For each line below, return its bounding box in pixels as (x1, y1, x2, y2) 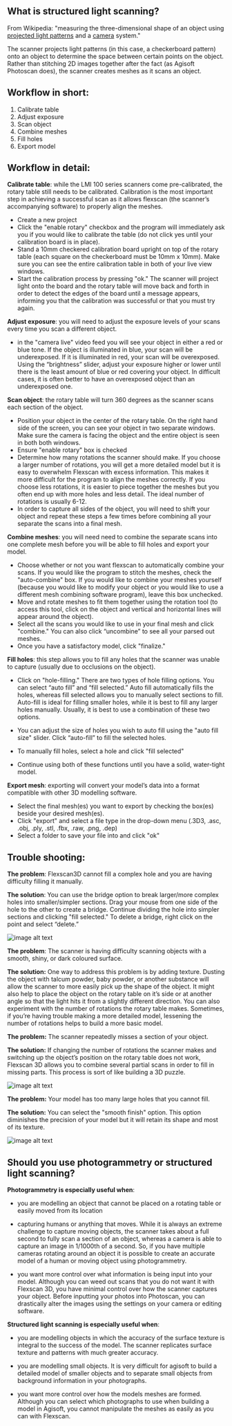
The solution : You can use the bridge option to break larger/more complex (7, 891, 219, 899)
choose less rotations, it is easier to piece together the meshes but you (17, 482, 220, 491)
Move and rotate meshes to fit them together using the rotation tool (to (17, 598, 218, 606)
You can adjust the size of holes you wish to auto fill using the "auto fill (17, 726, 219, 734)
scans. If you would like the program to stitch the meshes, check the (17, 568, 212, 577)
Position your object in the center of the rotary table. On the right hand (17, 417, 218, 425)
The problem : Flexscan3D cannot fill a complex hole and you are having (7, 870, 213, 878)
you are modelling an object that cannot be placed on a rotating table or (17, 1199, 222, 1207)
